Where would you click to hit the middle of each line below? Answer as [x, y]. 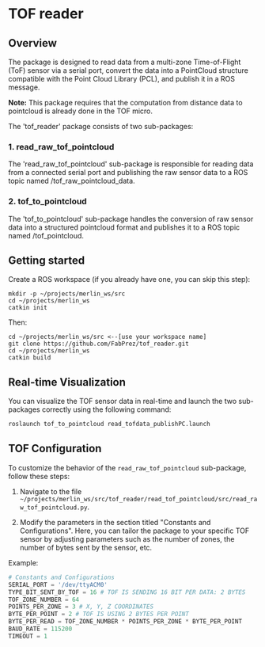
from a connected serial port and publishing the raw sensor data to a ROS [128, 173]
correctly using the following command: [107, 409]
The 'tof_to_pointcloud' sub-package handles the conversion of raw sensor [131, 219]
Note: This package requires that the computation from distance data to [125, 103]
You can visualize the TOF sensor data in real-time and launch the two [123, 402]
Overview [33, 43]
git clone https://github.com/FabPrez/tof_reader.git [99, 344]
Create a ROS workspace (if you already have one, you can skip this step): [129, 280]
